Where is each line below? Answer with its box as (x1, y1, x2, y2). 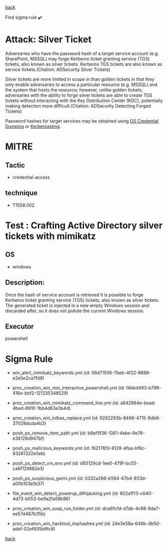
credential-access (12, 174, 50, 180)
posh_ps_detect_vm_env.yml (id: (12, 460, 79, 467)
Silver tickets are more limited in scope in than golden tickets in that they (5, 76, 155, 82)
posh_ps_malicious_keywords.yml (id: (12, 445, 90, 451)
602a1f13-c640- (119, 490, 153, 497)
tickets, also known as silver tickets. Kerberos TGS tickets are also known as (5, 61, 162, 67)
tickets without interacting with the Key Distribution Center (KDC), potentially (5, 98, 163, 104)
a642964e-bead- (120, 400, 156, 406)
